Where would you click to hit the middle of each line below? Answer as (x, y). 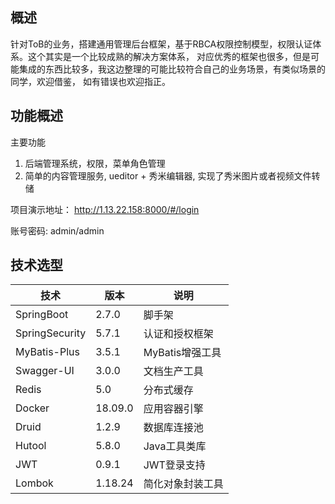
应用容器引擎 (173, 409)
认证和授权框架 (178, 334)
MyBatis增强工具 (182, 353)
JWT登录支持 (174, 465)
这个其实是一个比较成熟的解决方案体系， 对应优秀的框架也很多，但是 (169, 56)
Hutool (31, 446)
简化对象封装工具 (183, 484)
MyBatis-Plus (47, 352)
